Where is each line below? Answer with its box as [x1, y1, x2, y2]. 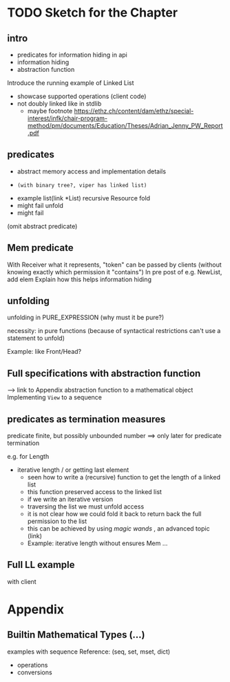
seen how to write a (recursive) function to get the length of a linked [27, 473, 220, 482]
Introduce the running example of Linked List [7, 79, 134, 87]
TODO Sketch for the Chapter [7, 5, 178, 21]
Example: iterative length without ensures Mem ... [27, 539, 168, 547]
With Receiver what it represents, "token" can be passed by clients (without [7, 261, 222, 269]
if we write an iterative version [27, 495, 114, 504]
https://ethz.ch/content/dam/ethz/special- [74, 107, 194, 115]
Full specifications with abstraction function [7, 368, 201, 379]
